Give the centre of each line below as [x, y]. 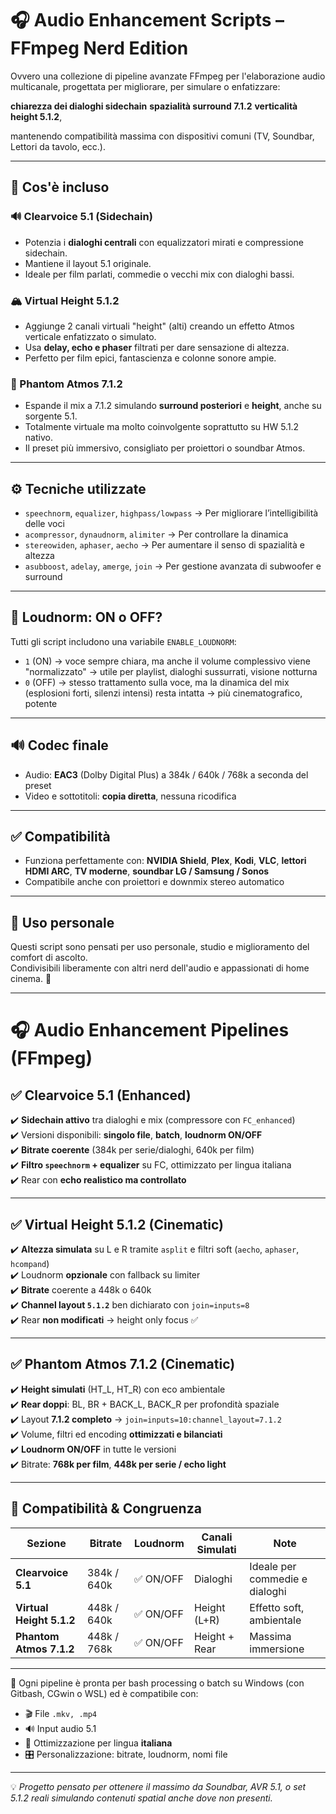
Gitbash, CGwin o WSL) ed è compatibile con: [104, 1693]
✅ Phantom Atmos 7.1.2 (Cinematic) [123, 1364]
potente [41, 703]
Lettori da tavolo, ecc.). [58, 146]
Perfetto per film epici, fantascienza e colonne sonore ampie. [150, 358]
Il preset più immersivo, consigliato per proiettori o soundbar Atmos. [165, 448]
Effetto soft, [277, 1607]
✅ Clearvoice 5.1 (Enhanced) [101, 1095]
